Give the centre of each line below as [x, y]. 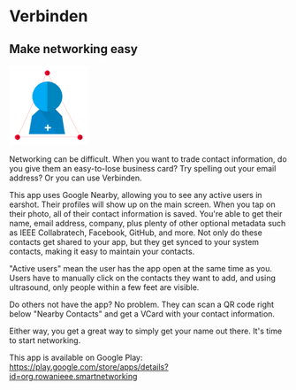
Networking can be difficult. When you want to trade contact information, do [148, 159]
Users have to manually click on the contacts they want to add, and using [143, 278]
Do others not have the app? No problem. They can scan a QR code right [142, 304]
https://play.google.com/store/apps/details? [89, 367]
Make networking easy [74, 49]
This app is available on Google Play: [76, 357]
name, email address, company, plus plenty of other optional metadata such [148, 223]
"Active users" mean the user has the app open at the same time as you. [140, 268]
